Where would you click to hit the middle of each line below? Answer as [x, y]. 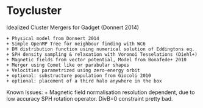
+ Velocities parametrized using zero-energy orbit [73, 70]
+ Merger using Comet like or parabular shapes [68, 65]
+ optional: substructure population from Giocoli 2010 [79, 76]
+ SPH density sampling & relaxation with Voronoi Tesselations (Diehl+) [102, 54]
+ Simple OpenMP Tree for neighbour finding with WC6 [76, 44]
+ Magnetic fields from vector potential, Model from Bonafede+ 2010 [97, 59]
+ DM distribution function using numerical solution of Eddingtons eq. [101, 49]
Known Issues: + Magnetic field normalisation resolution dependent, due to [101, 92]
